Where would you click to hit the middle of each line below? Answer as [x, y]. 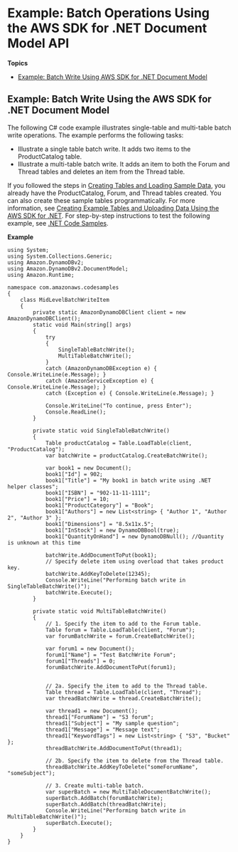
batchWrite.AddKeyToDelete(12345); [98, 574]
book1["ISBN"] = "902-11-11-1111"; [98, 493]
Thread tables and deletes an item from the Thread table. [101, 172]
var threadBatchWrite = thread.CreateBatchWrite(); [123, 698]
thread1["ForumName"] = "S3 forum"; [99, 717]
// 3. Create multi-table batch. [94, 785]
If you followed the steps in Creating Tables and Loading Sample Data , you [117, 185]
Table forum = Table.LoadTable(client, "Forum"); [120, 630]
